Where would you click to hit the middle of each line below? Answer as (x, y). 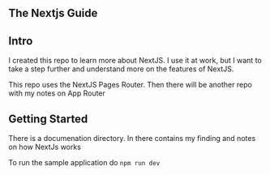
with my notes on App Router (57, 93)
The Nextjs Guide (53, 13)
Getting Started (48, 119)
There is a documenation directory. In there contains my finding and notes (132, 139)
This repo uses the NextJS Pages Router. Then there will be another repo (131, 85)
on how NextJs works (45, 147)
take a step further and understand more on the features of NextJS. (121, 69)
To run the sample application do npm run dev (84, 163)
